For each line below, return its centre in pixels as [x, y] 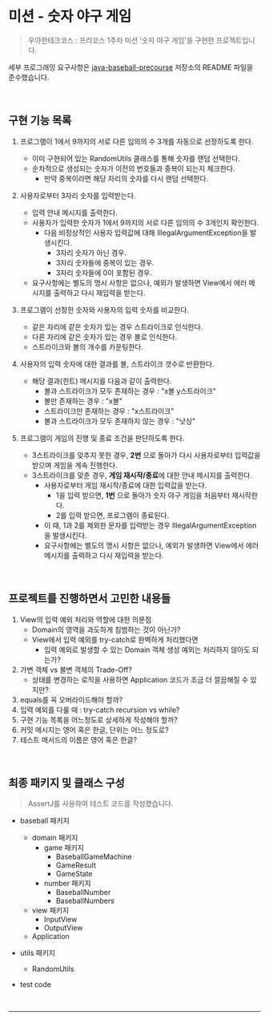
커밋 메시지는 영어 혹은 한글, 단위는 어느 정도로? [94, 730]
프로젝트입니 [235, 40]
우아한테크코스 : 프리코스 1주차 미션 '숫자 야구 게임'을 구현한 [121, 40]
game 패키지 [64, 848]
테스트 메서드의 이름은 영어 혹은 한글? [78, 739]
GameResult [76, 865]
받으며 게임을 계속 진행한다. [74, 465]
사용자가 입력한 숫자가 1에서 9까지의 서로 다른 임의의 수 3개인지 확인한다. [145, 222]
